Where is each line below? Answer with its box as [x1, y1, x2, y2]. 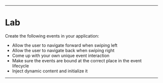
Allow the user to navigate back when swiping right [12, 47, 115, 53]
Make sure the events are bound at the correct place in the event [12, 57, 142, 63]
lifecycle [12, 63, 29, 69]
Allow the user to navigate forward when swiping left [12, 42, 118, 48]
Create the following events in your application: [5, 33, 99, 39]
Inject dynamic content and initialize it [12, 68, 88, 74]
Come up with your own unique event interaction [12, 53, 110, 58]
